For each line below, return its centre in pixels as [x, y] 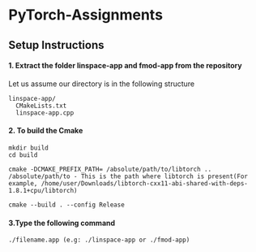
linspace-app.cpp [45, 113]
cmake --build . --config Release [67, 205]
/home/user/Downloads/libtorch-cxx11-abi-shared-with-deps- [145, 183]
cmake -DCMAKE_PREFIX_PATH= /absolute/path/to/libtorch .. [110, 169]
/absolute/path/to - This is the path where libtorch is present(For [128, 176]
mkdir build [28, 148]
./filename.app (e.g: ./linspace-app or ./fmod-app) [99, 240]
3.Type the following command [62, 223]
